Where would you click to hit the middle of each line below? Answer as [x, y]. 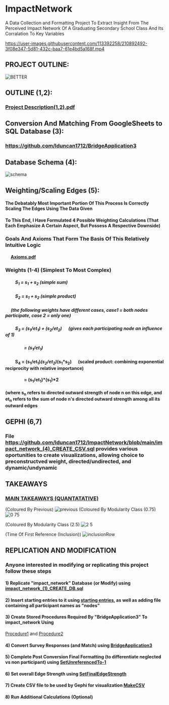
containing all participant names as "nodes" [52, 605]
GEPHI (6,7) [24, 421]
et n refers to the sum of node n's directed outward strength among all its [83, 400]
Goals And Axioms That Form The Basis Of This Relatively [77, 238]
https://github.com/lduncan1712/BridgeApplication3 [71, 146]
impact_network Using [30, 623]
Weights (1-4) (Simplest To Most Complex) [59, 270]
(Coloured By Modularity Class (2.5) [43, 525]
